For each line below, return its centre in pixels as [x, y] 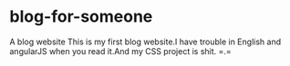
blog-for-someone [81, 17]
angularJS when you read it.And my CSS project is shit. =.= [121, 51]
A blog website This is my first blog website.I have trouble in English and [145, 42]
